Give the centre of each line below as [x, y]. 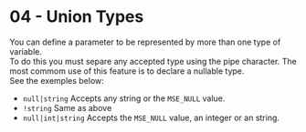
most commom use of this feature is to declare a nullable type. [127, 71]
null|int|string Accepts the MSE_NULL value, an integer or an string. [151, 117]
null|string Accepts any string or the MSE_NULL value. [124, 98]
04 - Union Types [77, 17]
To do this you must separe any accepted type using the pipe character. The [153, 61]
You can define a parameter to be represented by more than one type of [145, 42]
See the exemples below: [57, 80]
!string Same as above [67, 107]
